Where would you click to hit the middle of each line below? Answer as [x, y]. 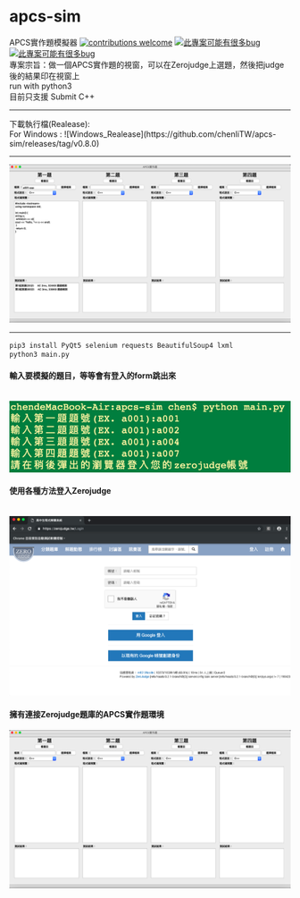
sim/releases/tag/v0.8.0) [54, 143]
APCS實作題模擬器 [43, 42]
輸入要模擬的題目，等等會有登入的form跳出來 [93, 376]
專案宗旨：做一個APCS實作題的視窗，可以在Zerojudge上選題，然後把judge [147, 64]
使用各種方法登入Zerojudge [60, 491]
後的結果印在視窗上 [45, 76]
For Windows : [36, 134]
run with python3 [41, 86]
